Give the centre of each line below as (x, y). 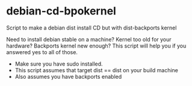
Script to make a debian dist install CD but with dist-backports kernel (91, 28)
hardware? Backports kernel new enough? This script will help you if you (96, 46)
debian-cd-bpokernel (61, 11)
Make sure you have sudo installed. (59, 64)
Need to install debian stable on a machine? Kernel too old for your (89, 39)
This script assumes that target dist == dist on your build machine (97, 70)
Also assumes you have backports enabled (68, 76)
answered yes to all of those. (42, 52)
